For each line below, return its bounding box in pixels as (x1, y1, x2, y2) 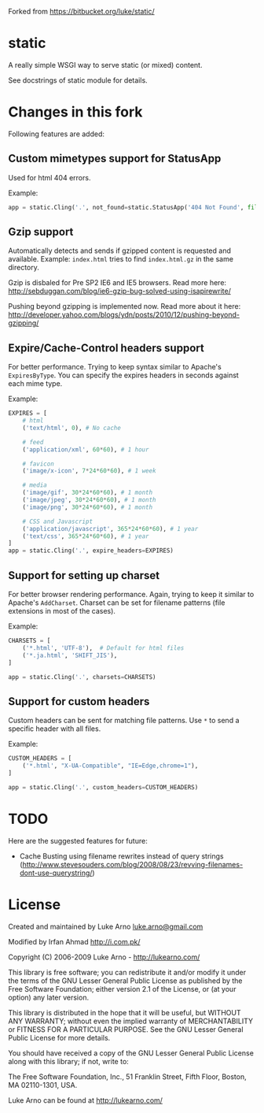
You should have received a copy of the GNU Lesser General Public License (8, 1048, 254, 1058)
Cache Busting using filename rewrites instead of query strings (19, 851, 224, 861)
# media (22, 481, 47, 489)
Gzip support (8, 224, 74, 239)
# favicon (22, 460, 55, 468)
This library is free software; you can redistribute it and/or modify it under (8, 967, 247, 977)
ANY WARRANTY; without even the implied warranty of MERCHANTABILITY (8, 1016, 254, 1026)
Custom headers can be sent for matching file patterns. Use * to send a (8, 716, 240, 725)
